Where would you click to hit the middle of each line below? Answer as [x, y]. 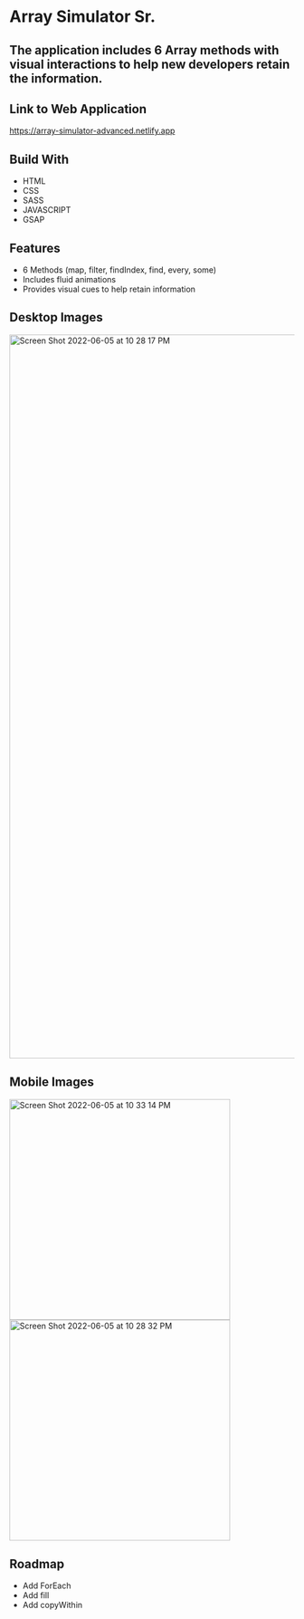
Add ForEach [47, 1585]
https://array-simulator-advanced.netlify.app [92, 131]
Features [35, 248]
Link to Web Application [78, 109]
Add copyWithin [52, 1605]
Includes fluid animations [69, 280]
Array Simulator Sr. [83, 17]
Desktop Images [56, 317]
